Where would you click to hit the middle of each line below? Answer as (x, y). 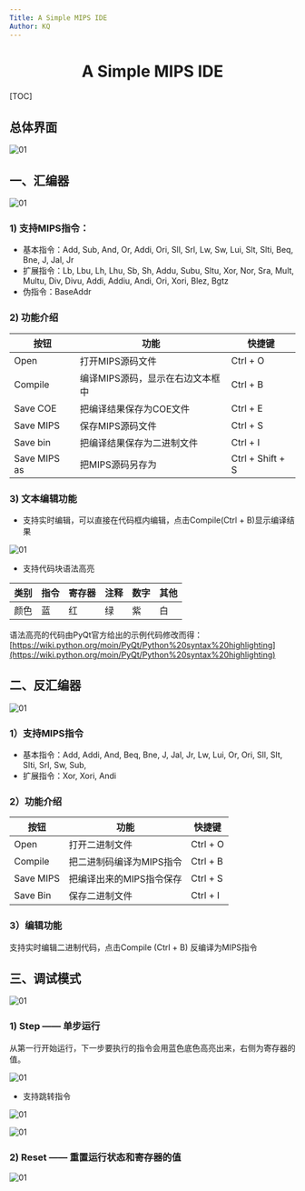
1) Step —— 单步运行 (55, 1026)
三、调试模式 (45, 979)
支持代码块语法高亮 (59, 568)
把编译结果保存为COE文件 (135, 408)
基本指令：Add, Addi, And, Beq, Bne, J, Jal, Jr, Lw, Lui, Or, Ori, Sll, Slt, (152, 755)
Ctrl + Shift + (258, 458)
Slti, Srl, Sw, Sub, (54, 766)
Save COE (35, 408)
